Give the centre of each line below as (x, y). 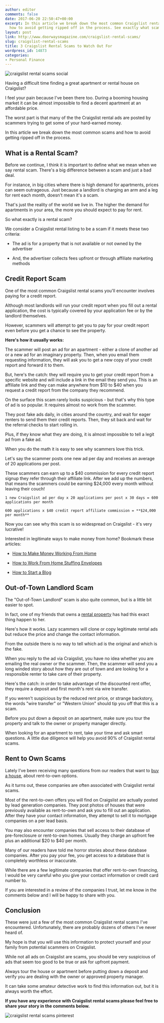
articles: (13, 544)
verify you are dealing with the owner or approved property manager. (75, 977)
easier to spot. (20, 605)
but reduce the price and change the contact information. (63, 634)
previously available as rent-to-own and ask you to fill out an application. (78, 810)
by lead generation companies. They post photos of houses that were (75, 805)
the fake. (14, 649)
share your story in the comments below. (48, 1006)
